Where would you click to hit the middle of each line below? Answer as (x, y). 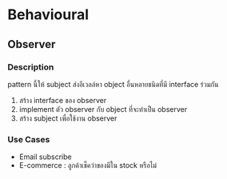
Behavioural (48, 15)
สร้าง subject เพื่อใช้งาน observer (68, 118)
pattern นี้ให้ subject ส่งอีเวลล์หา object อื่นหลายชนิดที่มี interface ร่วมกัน (113, 84)
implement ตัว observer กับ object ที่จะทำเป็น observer (103, 109)
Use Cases (29, 139)
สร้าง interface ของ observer (63, 100)
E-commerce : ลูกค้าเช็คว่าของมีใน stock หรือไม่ (88, 165)
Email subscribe (46, 157)
